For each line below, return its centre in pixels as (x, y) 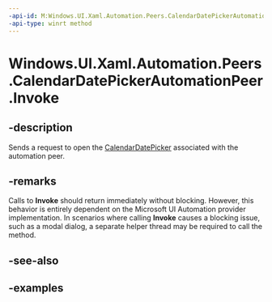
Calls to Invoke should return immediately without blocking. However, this (131, 201)
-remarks (32, 181)
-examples (36, 288)
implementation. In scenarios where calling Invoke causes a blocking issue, (134, 218)
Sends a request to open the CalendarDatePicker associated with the (123, 147)
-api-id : (23, 16)
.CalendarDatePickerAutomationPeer (136, 81)
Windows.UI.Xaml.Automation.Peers (135, 64)
